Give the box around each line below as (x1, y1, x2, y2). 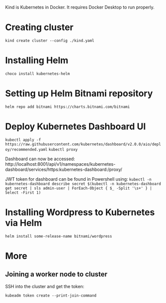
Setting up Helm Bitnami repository (5, 88, 153, 99)
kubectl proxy (48, 147, 78, 152)
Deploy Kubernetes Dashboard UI (5, 121, 146, 132)
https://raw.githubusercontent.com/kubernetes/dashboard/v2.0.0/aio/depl (5, 142, 162, 147)
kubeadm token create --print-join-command (5, 293, 97, 298)
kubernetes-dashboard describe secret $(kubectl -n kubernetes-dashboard (5, 181, 162, 186)
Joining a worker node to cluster (5, 270, 108, 279)
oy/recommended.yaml (5, 147, 48, 152)
